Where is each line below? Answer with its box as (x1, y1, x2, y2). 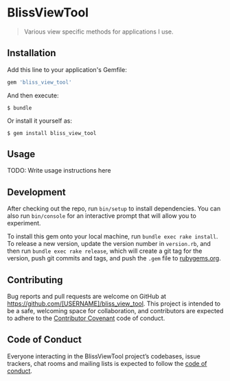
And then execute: (7, 91, 59, 99)
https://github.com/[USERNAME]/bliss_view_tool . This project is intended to (7, 299, 221, 308)
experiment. (7, 219, 41, 228)
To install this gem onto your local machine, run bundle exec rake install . (7, 232, 218, 241)
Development (7, 186, 67, 198)
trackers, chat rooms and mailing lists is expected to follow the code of (7, 359, 207, 367)
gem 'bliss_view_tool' (7, 79, 72, 86)
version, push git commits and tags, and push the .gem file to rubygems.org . (7, 254, 222, 262)
